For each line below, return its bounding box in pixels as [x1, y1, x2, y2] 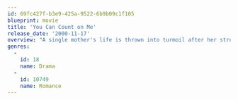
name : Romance [20, 82, 62, 89]
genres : [7, 43, 30, 50]
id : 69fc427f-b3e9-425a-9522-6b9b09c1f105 [7, 10, 135, 18]
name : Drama [20, 63, 55, 70]
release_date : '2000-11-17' [7, 30, 91, 37]
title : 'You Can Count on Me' [7, 23, 97, 30]
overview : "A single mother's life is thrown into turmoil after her [7, 37, 217, 44]
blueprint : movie [7, 17, 59, 24]
